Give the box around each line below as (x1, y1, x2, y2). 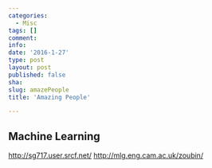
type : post (8, 57, 45, 64)
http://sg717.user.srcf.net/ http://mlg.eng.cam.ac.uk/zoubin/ (8, 150, 204, 160)
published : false (8, 71, 66, 79)
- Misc (15, 19, 37, 27)
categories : (8, 11, 48, 20)
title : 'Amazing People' (8, 93, 91, 101)
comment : (8, 33, 37, 42)
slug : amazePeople (8, 85, 69, 94)
